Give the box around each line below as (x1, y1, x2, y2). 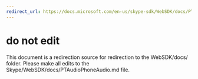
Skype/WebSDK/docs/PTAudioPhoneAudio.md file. (6, 66, 130, 73)
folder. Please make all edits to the (6, 60, 90, 67)
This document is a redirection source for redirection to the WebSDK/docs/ (6, 54, 188, 61)
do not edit (6, 34, 60, 47)
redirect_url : (6, 8, 41, 15)
